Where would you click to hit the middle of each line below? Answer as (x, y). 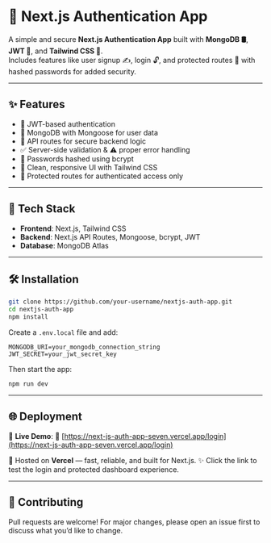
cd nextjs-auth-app (41, 310)
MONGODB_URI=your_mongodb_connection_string (84, 347)
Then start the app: (40, 369)
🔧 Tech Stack (42, 209)
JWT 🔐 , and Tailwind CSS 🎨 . (56, 51)
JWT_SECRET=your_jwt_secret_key (63, 354)
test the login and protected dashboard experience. (94, 469)
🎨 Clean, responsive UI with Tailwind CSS (89, 167)
